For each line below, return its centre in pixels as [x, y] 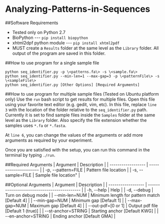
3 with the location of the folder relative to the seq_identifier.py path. [76, 110]
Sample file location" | [58, 175]
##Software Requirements [32, 23]
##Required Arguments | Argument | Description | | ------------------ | [77, 164]
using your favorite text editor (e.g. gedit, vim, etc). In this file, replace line [81, 104]
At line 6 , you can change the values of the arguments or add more [74, 135]
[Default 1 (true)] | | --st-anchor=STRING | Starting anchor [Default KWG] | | [82, 211]
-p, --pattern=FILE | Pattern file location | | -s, [92, 170]
